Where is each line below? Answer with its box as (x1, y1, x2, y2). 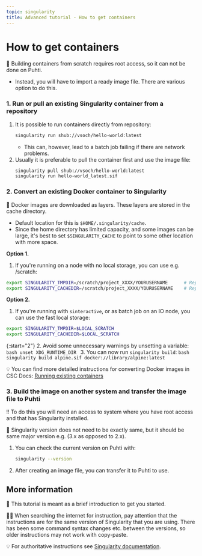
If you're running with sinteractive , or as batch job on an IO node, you (14, 308, 191, 315)
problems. (23, 150, 49, 157)
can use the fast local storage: (14, 314, 90, 322)
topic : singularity (6, 8, 55, 15)
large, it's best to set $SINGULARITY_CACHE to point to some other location (14, 232, 194, 239)
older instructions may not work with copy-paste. (6, 531, 128, 539)
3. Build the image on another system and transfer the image (6, 387, 186, 396)
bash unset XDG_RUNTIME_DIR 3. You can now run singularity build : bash (6, 349, 189, 356)
